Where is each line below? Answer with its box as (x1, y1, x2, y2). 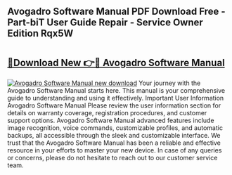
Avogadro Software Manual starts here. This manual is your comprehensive (7, 86, 226, 94)
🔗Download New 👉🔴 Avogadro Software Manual (7, 56, 225, 69)
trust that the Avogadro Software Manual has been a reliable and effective (7, 138, 221, 147)
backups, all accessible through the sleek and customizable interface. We (7, 131, 221, 139)
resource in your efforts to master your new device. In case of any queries (7, 146, 222, 154)
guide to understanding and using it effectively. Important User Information (7, 94, 224, 102)
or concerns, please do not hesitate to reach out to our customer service (7, 154, 218, 162)
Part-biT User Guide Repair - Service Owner (7, 17, 204, 29)
